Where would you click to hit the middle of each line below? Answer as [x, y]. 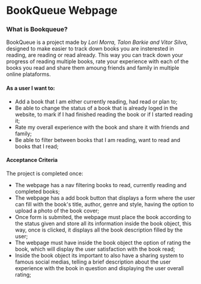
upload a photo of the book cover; [57, 211]
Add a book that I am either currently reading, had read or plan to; [96, 101]
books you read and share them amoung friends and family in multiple [93, 68]
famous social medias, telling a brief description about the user [93, 262]
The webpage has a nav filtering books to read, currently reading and [101, 185]
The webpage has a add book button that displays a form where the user [105, 198]
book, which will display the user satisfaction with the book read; [95, 249]
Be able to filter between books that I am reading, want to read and [97, 140]
